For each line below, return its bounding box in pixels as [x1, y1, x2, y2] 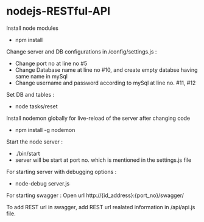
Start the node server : [6, 138, 63, 145]
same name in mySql [15, 72, 68, 80]
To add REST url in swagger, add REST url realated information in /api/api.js [6, 203, 195, 210]
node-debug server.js [15, 179, 70, 187]
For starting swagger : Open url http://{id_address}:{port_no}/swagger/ [6, 192, 185, 199]
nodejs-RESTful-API [6, 4, 111, 18]
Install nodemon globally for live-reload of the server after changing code [6, 114, 191, 122]
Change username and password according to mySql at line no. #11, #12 [15, 79, 196, 86]
